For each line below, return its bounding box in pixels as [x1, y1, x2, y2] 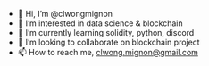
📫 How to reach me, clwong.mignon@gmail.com [17, 47, 199, 57]
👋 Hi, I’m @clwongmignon [17, 9, 113, 19]
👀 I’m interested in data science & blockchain [17, 18, 183, 29]
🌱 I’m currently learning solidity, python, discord [17, 28, 195, 37]
